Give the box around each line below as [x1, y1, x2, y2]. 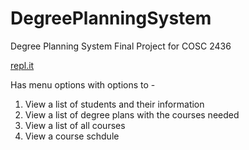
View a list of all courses [24, 119, 126, 131]
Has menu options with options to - [10, 78, 156, 91]
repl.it [10, 59, 35, 71]
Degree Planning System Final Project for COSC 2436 [10, 40, 232, 52]
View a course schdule [24, 130, 120, 142]
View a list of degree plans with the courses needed [24, 108, 240, 121]
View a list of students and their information [24, 98, 205, 110]
